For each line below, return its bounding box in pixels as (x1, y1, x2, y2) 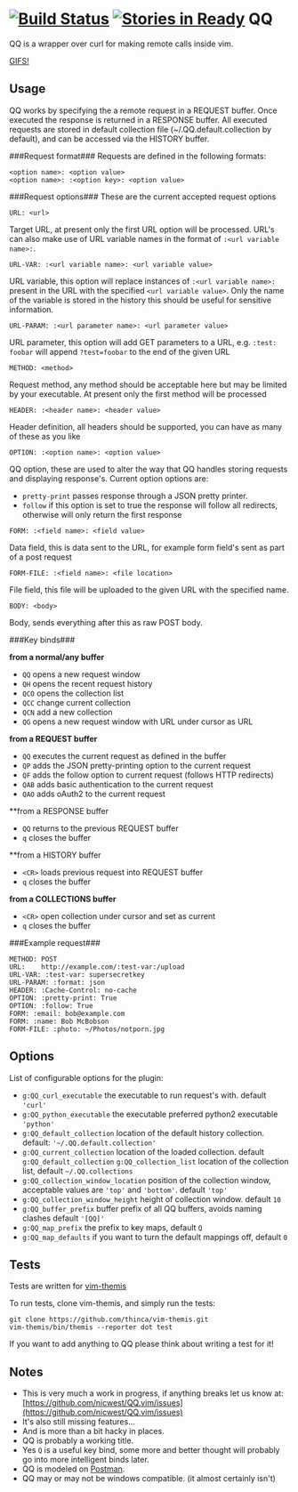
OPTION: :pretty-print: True (9, 993, 117, 1003)
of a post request (9, 552, 73, 562)
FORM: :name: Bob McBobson (9, 1017, 109, 1026)
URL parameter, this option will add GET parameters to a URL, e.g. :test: (9, 336, 278, 347)
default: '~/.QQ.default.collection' (21, 1137, 157, 1148)
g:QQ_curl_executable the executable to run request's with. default (21, 1090, 267, 1101)
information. (9, 303, 54, 315)
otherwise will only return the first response (21, 509, 182, 520)
